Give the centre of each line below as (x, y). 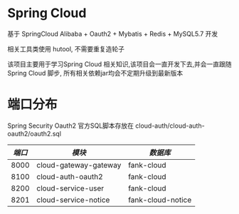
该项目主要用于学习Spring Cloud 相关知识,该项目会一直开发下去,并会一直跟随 (120, 64)
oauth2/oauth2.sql (34, 133)
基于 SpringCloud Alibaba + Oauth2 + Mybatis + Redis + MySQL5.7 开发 (113, 34)
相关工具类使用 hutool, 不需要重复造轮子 (66, 49)
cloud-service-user (70, 188)
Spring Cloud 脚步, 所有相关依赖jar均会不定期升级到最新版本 (95, 73)
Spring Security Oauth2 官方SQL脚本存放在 (70, 126)
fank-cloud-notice (160, 200)
